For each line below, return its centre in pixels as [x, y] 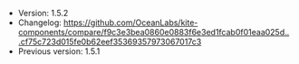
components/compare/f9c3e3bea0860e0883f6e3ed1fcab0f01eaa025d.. [154, 32]
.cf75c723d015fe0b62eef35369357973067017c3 [110, 41]
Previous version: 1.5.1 [59, 51]
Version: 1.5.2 [43, 13]
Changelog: [39, 23]
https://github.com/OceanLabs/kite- [130, 23]
